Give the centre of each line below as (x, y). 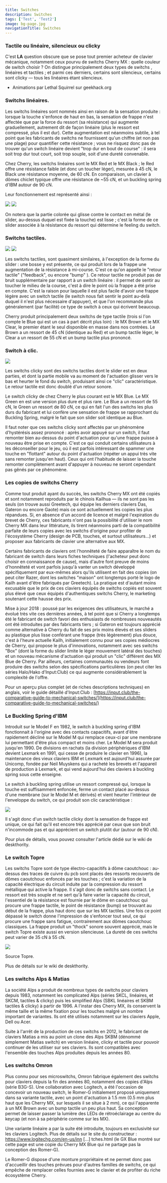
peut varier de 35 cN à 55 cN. (36, 937)
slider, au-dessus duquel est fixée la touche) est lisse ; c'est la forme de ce (82, 220)
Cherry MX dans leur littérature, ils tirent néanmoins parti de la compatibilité (83, 525)
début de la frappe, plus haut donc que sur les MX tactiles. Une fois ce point (83, 911)
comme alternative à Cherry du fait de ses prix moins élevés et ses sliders (81, 629)
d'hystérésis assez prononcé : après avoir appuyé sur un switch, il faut (78, 433)
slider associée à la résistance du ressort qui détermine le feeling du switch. (83, 225)
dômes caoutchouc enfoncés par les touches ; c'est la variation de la (76, 879)
